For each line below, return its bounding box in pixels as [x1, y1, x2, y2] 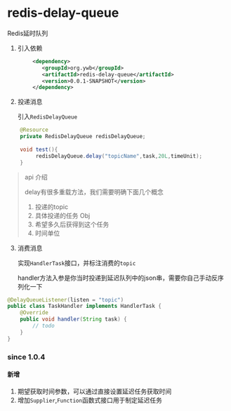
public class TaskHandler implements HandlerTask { [7, 303, 161, 310]
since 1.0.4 [7, 352, 46, 362]
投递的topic [34, 202, 69, 211]
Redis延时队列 [7, 29, 48, 37]
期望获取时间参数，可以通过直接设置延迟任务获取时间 [17, 387, 172, 396]
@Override [20, 309, 49, 316]
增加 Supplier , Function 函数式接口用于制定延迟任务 [17, 396, 163, 404]
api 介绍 [24, 173, 48, 181]
